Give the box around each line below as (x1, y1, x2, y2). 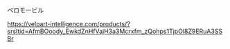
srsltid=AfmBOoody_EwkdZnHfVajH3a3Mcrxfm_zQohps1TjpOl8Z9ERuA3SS (7, 27, 223, 35)
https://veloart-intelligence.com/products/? (7, 20, 130, 28)
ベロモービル (7, 6, 44, 14)
